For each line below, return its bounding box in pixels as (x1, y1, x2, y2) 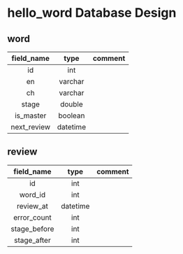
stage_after (13, 235, 51, 245)
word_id (19, 190, 46, 199)
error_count (13, 212, 52, 222)
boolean (58, 111, 85, 120)
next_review (10, 122, 51, 132)
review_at (16, 201, 49, 211)
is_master (15, 111, 47, 120)
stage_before (10, 224, 54, 234)
